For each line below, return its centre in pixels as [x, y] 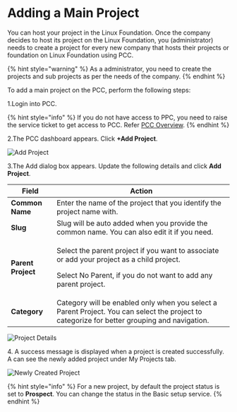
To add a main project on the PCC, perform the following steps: [99, 90]
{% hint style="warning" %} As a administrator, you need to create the [109, 69]
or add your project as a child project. [118, 259]
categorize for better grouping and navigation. [133, 320]
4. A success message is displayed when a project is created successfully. [116, 351]
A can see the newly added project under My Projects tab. [92, 359]
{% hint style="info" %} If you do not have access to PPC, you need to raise [117, 117]
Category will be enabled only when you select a [136, 302]
